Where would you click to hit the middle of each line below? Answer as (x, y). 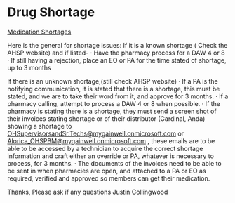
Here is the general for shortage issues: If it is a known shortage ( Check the (117, 45)
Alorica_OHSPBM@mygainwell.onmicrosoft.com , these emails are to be (111, 140)
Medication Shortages (39, 32)
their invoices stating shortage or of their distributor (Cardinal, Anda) (106, 118)
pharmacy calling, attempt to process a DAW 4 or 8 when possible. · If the (114, 103)
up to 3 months (29, 67)
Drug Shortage (51, 12)
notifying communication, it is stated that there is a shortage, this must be (114, 89)
